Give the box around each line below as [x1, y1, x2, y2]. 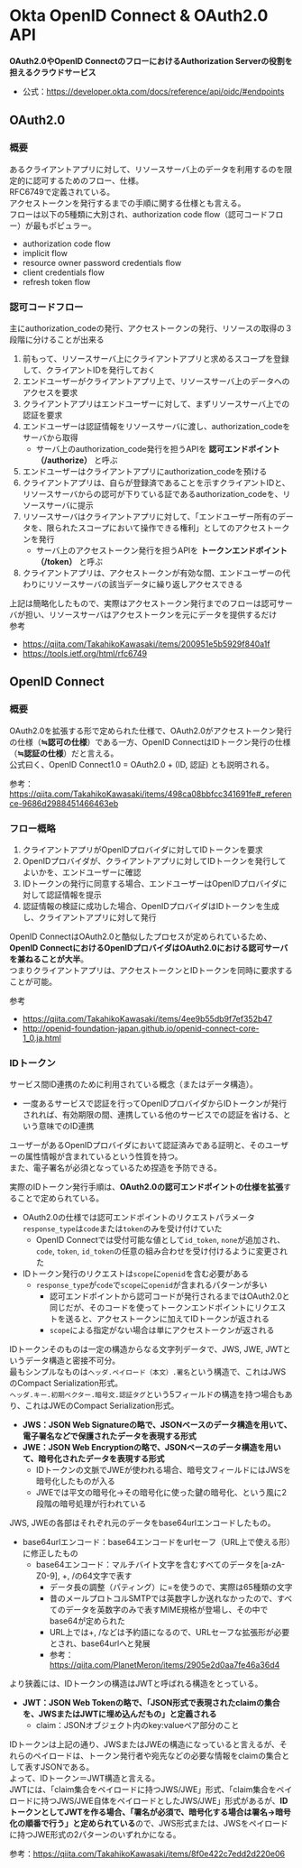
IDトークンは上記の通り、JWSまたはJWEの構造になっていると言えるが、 [9, 1739, 279, 1750]
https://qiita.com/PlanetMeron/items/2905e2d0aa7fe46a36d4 [49, 1660, 280, 1670]
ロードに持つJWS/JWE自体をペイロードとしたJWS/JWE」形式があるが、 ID [9, 1796, 288, 1807]
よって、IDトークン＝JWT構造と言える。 [9, 1773, 160, 1784]
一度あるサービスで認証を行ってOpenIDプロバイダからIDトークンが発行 [22, 1098, 287, 1109]
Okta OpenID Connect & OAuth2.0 [9, 5, 269, 26]
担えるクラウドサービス [9, 67, 96, 78]
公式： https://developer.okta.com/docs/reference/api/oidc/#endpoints [22, 86, 285, 97]
